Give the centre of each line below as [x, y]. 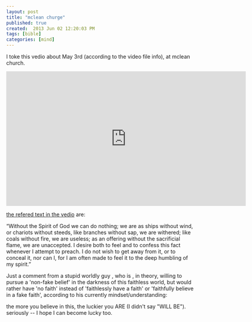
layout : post [22, 12]
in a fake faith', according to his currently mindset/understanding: [87, 295]
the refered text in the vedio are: [46, 214]
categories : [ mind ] [31, 40]
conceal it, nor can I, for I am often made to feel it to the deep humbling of [97, 258]
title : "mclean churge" [36, 17]
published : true [26, 23]
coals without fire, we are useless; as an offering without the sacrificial [93, 239]
